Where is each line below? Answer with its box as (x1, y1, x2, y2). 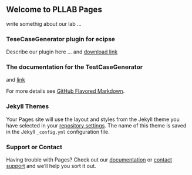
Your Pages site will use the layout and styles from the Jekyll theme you (6, 116, 180, 123)
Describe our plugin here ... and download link (6, 48, 118, 55)
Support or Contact (6, 143, 63, 151)
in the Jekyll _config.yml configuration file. (6, 128, 110, 135)
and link (6, 76, 25, 83)
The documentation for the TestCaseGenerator (6, 63, 143, 71)
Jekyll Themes (6, 102, 49, 110)
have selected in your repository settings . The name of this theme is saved (6, 122, 187, 129)
